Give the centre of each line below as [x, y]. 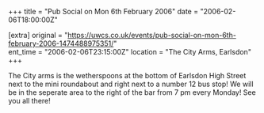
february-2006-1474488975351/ [61, 43]
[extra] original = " [38, 35]
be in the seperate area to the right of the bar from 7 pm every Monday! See [132, 92]
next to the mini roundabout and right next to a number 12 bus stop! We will [131, 84]
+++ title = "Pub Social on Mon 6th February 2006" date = [103, 11]
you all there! [30, 101]
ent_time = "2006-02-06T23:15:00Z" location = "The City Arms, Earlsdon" [130, 52]
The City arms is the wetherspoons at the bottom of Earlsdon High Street [127, 75]
